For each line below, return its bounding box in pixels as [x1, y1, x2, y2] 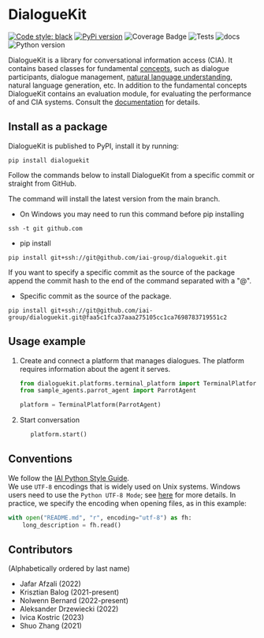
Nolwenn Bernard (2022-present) [19, 596, 128, 606]
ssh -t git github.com [8, 224, 83, 232]
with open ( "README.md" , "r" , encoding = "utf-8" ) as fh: [8, 513, 192, 522]
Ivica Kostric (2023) [19, 613, 84, 622]
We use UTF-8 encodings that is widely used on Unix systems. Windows [8, 482, 240, 491]
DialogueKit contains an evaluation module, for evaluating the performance [8, 88, 252, 98]
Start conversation [19, 415, 80, 425]
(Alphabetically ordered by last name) [8, 564, 130, 573]
